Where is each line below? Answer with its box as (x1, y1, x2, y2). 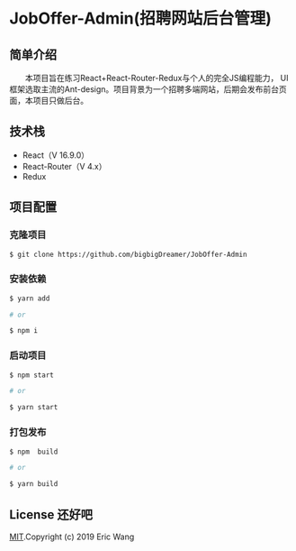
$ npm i (9, 326, 39, 335)
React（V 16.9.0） (22, 150, 90, 161)
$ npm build (9, 447, 58, 456)
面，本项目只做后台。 (9, 96, 88, 106)
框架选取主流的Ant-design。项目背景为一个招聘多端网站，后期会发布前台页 (9, 84, 288, 95)
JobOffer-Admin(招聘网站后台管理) (9, 8, 273, 29)
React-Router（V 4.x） (22, 161, 107, 171)
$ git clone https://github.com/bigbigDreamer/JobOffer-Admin (9, 250, 247, 259)
